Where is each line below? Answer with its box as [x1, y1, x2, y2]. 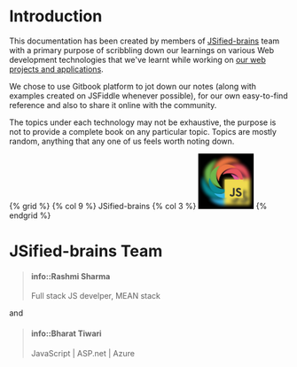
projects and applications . [9, 64, 104, 74]
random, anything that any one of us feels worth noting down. [9, 136, 235, 146]
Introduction [9, 6, 103, 27]
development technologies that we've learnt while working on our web [9, 54, 266, 65]
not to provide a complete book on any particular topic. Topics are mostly [9, 126, 277, 137]
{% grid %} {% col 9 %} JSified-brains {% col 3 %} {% [9, 200, 268, 211]
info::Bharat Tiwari [30, 328, 102, 339]
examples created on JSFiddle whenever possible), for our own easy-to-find [9, 90, 288, 101]
